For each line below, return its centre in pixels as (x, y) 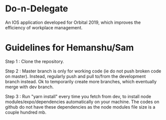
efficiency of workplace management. (44, 27)
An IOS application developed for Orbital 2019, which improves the (73, 22)
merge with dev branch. (29, 87)
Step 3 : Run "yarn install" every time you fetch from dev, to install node (78, 96)
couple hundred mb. (26, 112)
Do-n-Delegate (37, 9)
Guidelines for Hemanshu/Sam (70, 48)
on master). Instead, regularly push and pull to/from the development (76, 76)
